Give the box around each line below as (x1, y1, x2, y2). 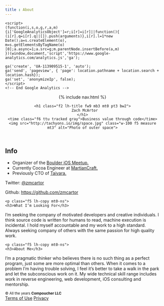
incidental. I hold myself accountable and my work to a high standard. (5, 222, 146, 228)
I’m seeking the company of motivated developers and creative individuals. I (5, 212, 159, 218)
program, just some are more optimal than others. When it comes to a (5, 261, 146, 267)
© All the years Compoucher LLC (5, 291, 62, 296)
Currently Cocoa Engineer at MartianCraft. (12, 165, 98, 171)
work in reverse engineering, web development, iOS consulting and (5, 276, 141, 282)
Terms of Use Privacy (5, 295, 49, 301)
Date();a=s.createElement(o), (5, 38, 67, 43)
